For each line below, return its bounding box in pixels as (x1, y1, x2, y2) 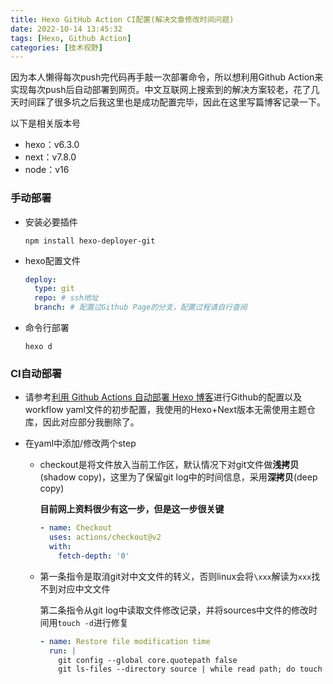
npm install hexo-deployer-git (24, 236, 156, 246)
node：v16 (24, 164, 70, 176)
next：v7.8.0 (24, 151, 77, 163)
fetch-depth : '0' (58, 551, 130, 561)
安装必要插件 (24, 216, 78, 228)
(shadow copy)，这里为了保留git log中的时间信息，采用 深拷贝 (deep (39, 471, 318, 483)
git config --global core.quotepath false (58, 655, 238, 665)
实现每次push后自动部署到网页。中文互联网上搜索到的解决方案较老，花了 (10, 84, 312, 96)
